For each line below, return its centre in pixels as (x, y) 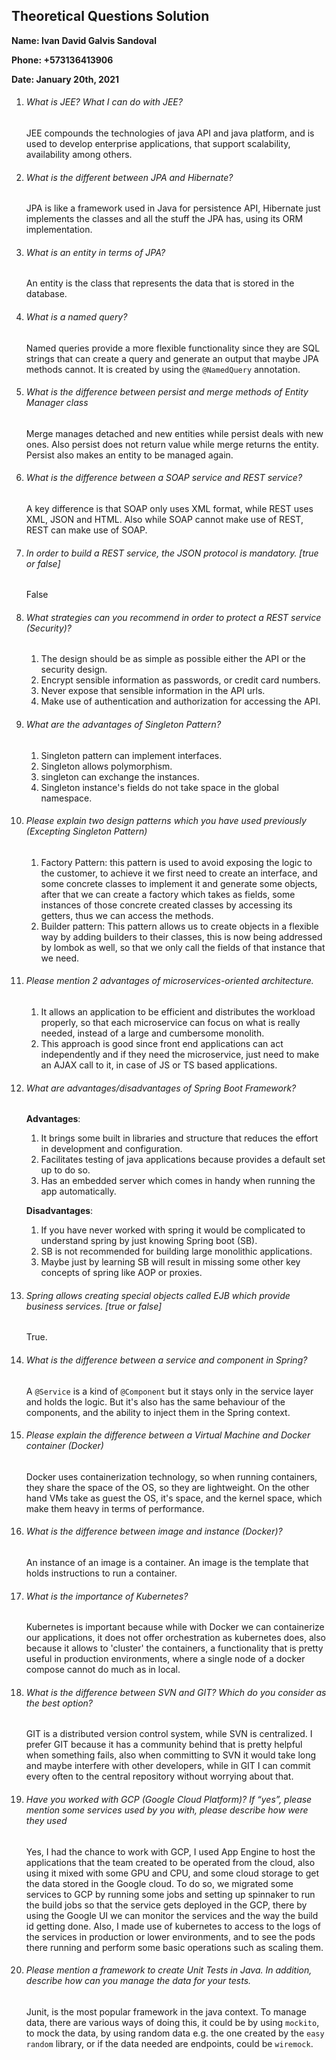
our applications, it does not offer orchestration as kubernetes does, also (175, 1638)
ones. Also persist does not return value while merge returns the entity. (172, 444)
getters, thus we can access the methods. (127, 915)
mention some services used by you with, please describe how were (167, 1810)
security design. (74, 670)
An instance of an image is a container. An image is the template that (167, 1563)
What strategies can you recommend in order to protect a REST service (173, 617)
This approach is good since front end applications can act (162, 1044)
